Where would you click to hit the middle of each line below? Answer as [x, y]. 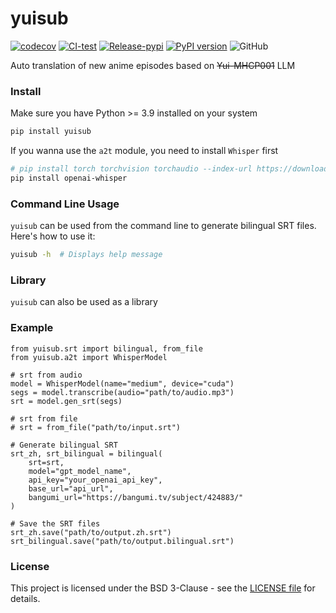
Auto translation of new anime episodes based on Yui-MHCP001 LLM [153, 65]
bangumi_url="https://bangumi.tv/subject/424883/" [136, 497]
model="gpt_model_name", [80, 471]
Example [32, 328]
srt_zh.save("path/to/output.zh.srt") [91, 532]
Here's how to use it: [53, 236]
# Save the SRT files [55, 523]
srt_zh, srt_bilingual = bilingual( [86, 453]
